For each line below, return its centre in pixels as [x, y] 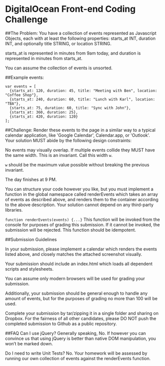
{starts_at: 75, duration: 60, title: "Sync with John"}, [70, 108]
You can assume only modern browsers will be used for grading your [75, 278]
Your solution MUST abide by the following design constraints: [68, 140]
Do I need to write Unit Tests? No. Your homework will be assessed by [76, 353]
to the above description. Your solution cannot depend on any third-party [79, 205]
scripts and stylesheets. [29, 269]
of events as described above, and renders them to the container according [82, 199]
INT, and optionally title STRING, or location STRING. [58, 43]
